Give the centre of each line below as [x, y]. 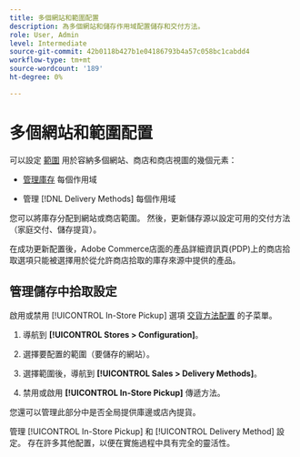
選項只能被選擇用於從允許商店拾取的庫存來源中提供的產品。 [129, 259]
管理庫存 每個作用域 [60, 179]
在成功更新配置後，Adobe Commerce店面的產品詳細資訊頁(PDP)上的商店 [146, 249]
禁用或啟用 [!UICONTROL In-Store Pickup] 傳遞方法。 [124, 392]
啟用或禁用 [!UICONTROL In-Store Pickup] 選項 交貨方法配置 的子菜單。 [143, 315]
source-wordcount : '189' [56, 69]
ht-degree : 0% [36, 77]
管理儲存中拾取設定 [63, 292]
